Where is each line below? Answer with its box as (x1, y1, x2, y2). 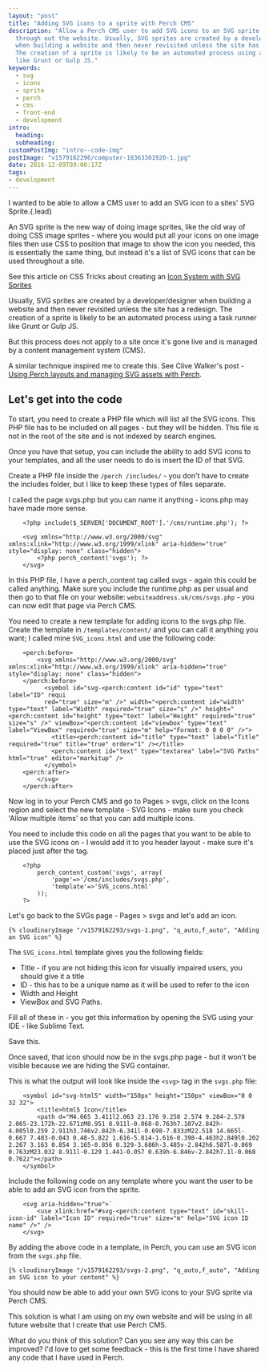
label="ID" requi (8, 691, 66, 699)
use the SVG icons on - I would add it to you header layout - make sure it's (8, 837, 254, 847)
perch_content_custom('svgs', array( (37, 868, 163, 876)
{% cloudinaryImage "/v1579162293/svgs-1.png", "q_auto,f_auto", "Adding (8, 926, 260, 934)
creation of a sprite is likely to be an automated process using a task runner (8, 312, 257, 322)
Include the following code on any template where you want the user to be (8, 1176, 254, 1185)
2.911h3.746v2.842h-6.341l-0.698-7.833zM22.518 (50, 1127, 214, 1135)
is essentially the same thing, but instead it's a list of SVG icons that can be (8, 247, 256, 257)
